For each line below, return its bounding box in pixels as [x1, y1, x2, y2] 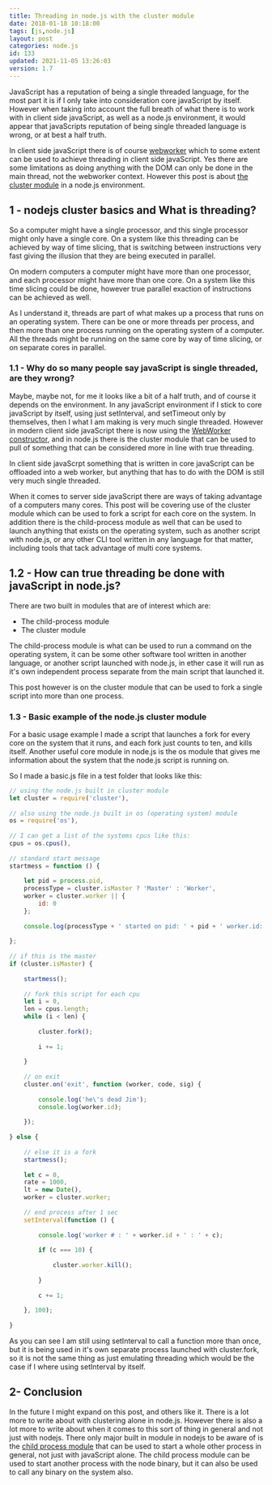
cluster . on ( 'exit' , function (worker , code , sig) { [23, 1081, 202, 1089]
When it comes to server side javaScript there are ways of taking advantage [9, 491, 262, 501]
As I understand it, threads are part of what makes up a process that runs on [9, 308, 264, 318]
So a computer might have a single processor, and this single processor [9, 224, 249, 235]
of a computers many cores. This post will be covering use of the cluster [9, 500, 251, 510]
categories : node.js [9, 42, 79, 50]
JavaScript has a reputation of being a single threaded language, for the [9, 87, 249, 96]
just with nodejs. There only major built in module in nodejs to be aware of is [9, 1432, 264, 1442]
